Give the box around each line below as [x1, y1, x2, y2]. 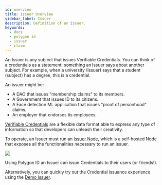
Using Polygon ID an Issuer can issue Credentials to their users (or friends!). [5, 159, 158, 166]
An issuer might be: [5, 81, 44, 88]
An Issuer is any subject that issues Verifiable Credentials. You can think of [5, 56, 155, 62]
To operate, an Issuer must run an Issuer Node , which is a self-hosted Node [5, 136, 157, 142]
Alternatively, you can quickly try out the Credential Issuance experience [5, 169, 151, 175]
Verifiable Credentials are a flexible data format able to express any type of [5, 121, 156, 127]
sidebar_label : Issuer [5, 16, 51, 21]
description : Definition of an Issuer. [5, 20, 86, 26]
